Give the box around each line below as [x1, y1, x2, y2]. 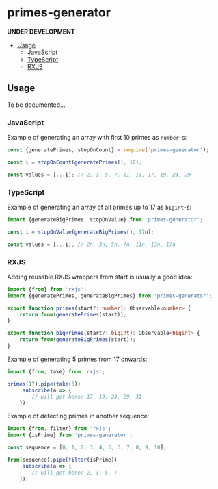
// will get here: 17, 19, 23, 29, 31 [31, 393, 142, 400]
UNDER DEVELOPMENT [7, 27, 75, 36]
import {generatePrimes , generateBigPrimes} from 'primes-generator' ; [7, 292, 213, 299]
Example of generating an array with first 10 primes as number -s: [7, 134, 187, 142]
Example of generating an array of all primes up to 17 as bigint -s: [7, 203, 192, 211]
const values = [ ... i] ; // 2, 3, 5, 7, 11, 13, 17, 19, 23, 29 [7, 171, 191, 178]
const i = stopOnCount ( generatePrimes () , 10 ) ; [7, 159, 142, 166]
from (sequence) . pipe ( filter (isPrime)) [7, 456, 118, 463]
